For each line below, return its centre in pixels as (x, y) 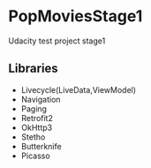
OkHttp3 (37, 127)
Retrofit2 (37, 118)
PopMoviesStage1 (75, 16)
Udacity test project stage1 (57, 41)
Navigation (41, 99)
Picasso (35, 156)
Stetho (33, 137)
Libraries (33, 69)
